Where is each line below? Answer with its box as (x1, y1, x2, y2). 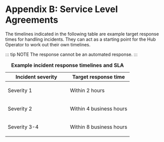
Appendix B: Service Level (5, 4, 118, 15)
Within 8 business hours (70, 123, 128, 130)
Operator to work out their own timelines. (5, 41, 91, 47)
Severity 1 (8, 87, 32, 94)
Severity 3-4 (8, 123, 39, 130)
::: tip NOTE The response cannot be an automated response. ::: (5, 51, 138, 57)
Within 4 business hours (70, 105, 128, 112)
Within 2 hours (70, 87, 105, 94)
